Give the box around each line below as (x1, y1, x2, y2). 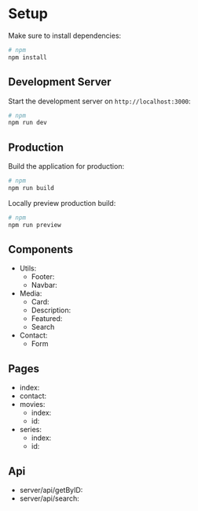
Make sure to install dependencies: (8, 31, 122, 40)
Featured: (31, 314, 63, 323)
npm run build (8, 184, 55, 192)
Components (8, 242, 73, 256)
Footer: (31, 272, 55, 282)
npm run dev (8, 119, 47, 127)
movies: (19, 400, 46, 409)
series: (19, 425, 42, 435)
